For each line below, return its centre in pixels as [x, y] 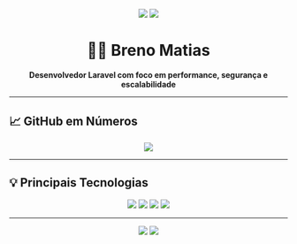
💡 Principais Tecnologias [79, 183]
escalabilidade [148, 84]
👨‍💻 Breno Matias [148, 51]
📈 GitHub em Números [74, 122]
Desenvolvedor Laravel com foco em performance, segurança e [148, 74]
